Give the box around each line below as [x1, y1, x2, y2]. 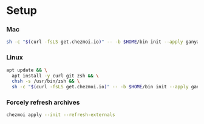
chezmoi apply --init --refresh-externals [6, 112, 115, 118]
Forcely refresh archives [6, 98, 80, 106]
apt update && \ [6, 67, 47, 73]
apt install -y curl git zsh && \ [12, 73, 99, 79]
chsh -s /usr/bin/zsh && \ [12, 78, 80, 85]
